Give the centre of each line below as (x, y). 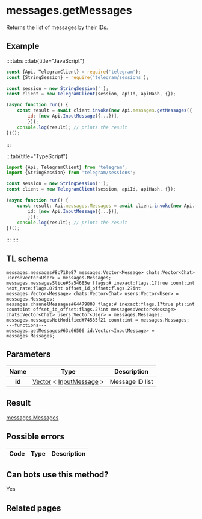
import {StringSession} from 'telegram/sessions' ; (71, 173)
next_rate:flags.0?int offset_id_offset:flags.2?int (74, 288)
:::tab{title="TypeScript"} (37, 156)
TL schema (27, 259)
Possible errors (35, 437)
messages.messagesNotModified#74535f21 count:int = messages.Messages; (98, 320)
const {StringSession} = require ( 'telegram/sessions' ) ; (78, 77)
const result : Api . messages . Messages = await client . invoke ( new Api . (106, 206)
